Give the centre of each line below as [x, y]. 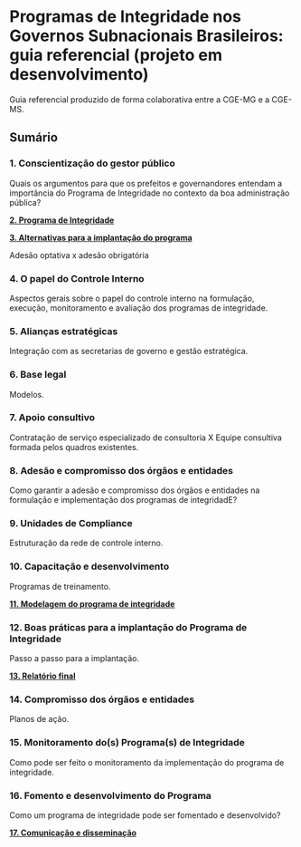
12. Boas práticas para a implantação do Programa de [128, 627]
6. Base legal [38, 375]
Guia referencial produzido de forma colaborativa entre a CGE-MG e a [140, 99]
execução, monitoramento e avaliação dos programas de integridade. [139, 308]
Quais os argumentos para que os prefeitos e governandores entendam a [146, 183]
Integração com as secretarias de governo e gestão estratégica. [129, 351]
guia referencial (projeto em [116, 55]
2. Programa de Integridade [62, 220]
